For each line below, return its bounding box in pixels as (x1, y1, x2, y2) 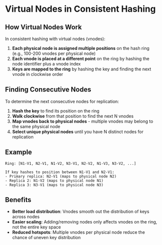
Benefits (5, 196, 32, 204)
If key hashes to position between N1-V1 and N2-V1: (5, 170, 115, 175)
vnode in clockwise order (12, 71, 63, 77)
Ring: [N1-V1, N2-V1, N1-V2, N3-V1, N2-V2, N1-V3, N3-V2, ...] (5, 161, 137, 166)
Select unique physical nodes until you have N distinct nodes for (12, 129, 144, 134)
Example (5, 148, 32, 156)
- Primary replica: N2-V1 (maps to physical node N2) (5, 174, 117, 179)
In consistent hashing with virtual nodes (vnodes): (5, 36, 106, 42)
